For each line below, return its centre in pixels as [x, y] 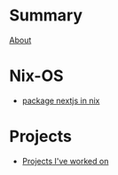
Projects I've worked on [65, 161]
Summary [46, 16]
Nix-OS [36, 76]
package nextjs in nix [61, 100]
